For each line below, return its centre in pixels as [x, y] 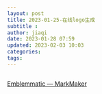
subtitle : [23, 26]
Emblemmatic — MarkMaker [47, 84]
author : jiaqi [27, 33]
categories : [24, 52]
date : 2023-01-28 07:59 [41, 39]
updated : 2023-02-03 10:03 [46, 45]
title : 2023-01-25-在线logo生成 [51, 20]
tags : [15, 58]
